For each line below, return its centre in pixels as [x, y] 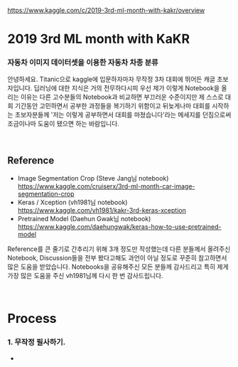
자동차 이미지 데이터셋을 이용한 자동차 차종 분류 [83, 63]
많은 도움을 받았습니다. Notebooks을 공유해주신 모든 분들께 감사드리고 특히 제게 [118, 267]
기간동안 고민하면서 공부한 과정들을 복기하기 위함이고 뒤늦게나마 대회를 [113, 106]
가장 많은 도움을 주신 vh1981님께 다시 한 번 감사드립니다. [85, 276]
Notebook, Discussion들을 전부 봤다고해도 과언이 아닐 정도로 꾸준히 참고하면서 [117, 258]
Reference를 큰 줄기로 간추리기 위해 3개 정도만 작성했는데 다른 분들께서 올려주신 [119, 249]
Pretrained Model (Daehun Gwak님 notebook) [84, 219]
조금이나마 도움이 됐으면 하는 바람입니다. [63, 124]
